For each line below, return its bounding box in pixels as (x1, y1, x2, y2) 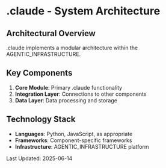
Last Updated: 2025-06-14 (6, 155, 73, 162)
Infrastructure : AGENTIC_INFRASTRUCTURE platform (14, 143, 149, 150)
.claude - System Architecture (6, 4, 161, 18)
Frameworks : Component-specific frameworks (14, 137, 132, 144)
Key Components (6, 68, 73, 78)
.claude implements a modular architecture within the (6, 44, 138, 51)
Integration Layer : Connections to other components (14, 90, 147, 98)
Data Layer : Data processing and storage (14, 96, 117, 104)
